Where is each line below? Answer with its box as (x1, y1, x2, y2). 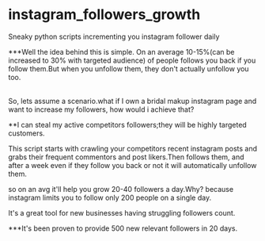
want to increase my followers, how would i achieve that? (8, 105, 195, 114)
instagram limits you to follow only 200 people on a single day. (8, 193, 212, 202)
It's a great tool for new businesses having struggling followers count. (8, 208, 236, 217)
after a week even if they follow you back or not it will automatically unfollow (8, 160, 257, 170)
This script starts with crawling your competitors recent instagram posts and (8, 143, 258, 153)
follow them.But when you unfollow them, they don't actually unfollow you (8, 63, 249, 73)
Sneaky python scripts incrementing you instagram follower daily (8, 32, 220, 41)
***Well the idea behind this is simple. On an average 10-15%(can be (8, 47, 235, 56)
